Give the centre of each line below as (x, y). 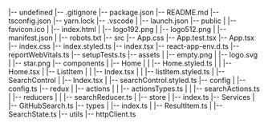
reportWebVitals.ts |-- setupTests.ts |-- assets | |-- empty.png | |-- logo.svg (133, 55)
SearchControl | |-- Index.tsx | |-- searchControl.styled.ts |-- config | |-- (127, 80)
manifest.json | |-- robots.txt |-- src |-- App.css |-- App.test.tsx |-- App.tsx (132, 38)
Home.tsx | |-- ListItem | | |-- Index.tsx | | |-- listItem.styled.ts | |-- (117, 71)
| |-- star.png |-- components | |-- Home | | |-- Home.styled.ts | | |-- (120, 63)
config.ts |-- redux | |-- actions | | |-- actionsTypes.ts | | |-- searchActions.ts (134, 89)
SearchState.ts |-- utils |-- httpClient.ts (72, 114)
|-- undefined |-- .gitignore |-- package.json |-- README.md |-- (114, 12)
